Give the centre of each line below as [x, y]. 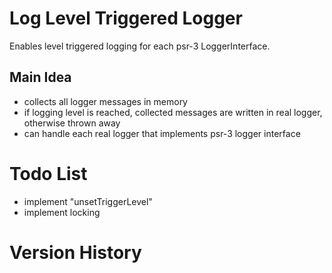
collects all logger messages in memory [105, 101]
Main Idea [40, 77]
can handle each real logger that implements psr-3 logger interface [162, 133]
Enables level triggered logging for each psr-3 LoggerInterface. [140, 46]
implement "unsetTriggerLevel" [88, 201]
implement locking [62, 212]
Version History [75, 252]
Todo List [48, 173]
